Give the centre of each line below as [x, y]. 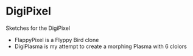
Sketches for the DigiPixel [38, 28]
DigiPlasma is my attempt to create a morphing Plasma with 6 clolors [100, 46]
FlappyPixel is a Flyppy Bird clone [57, 40]
